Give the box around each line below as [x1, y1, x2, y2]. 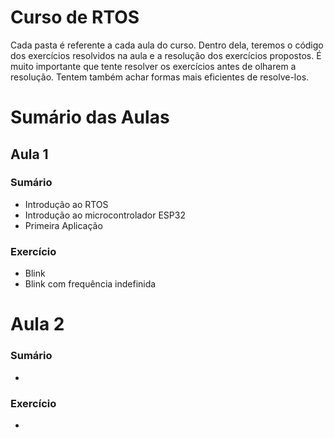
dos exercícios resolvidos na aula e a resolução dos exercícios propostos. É [10, 49, 322, 61]
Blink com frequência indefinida [24, 278, 157, 290]
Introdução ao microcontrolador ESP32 [24, 209, 186, 221]
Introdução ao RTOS [24, 198, 109, 210]
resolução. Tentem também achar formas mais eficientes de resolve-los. [10, 71, 310, 83]
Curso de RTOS [10, 6, 140, 29]
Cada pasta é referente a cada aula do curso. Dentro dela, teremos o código [10, 39, 324, 51]
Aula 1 [10, 146, 49, 163]
